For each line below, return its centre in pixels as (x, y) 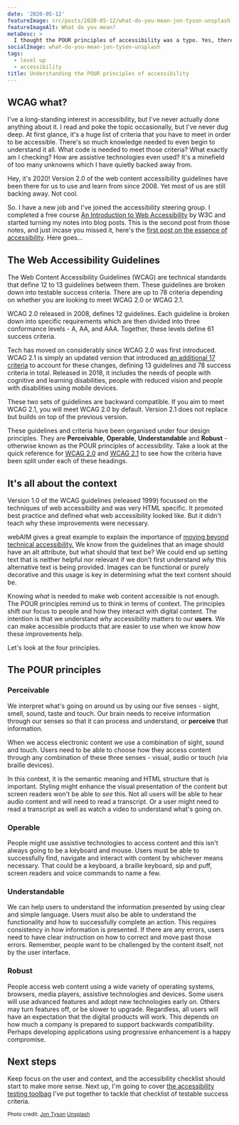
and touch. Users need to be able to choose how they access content (109, 750)
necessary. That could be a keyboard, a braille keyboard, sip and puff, (110, 865)
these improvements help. (46, 633)
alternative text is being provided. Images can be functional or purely (108, 567)
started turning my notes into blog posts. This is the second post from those (119, 223)
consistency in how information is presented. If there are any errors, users (116, 930)
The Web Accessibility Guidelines (84, 260)
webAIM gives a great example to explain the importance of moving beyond (118, 537)
